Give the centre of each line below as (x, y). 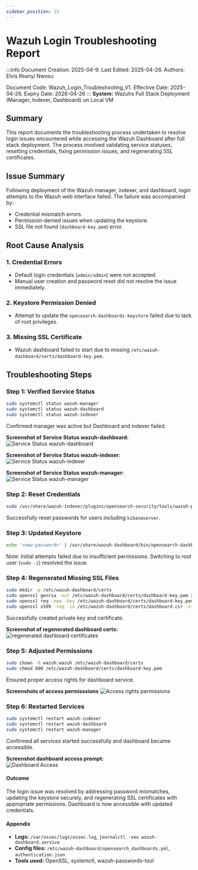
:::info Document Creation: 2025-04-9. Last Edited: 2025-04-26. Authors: (95, 70)
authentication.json (40, 855)
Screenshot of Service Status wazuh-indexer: (63, 455)
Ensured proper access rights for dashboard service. (70, 680)
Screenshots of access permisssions (52, 691)
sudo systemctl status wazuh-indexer (52, 414)
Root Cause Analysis (45, 245)
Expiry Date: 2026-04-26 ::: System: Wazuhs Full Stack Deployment (107, 93)
